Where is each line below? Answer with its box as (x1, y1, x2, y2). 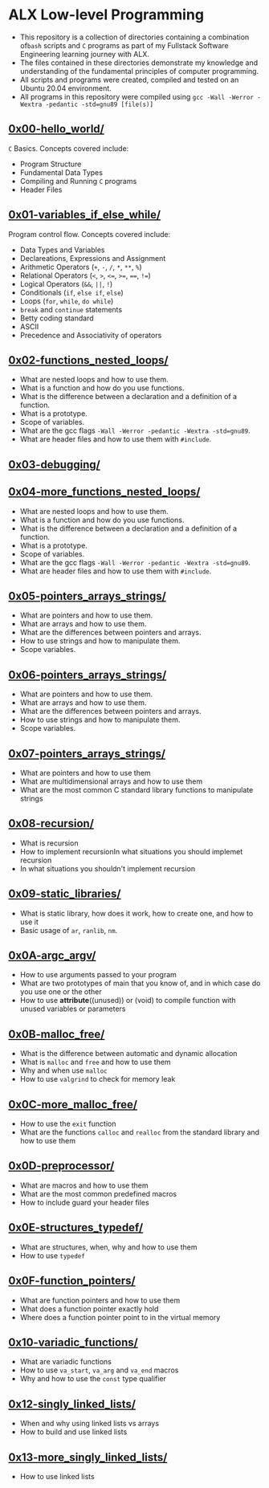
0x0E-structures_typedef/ (8, 1221, 144, 1234)
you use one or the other (19, 987, 102, 997)
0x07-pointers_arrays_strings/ (8, 747, 166, 760)
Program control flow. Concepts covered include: (8, 229, 171, 238)
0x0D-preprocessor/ (8, 1159, 115, 1173)
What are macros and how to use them (19, 1180, 149, 1190)
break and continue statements (19, 304, 123, 314)
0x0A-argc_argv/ (8, 949, 96, 963)
